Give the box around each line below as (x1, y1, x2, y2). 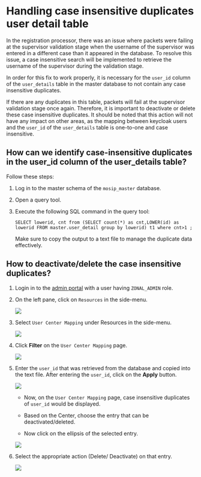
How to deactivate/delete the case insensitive (6, 259, 181, 269)
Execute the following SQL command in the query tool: (14, 208, 150, 215)
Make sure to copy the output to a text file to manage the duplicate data (14, 235, 193, 242)
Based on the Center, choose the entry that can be (23, 412, 149, 419)
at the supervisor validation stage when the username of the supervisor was (6, 43, 195, 50)
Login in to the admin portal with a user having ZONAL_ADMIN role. (14, 284, 173, 292)
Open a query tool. (14, 196, 62, 203)
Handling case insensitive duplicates (6, 4, 194, 18)
